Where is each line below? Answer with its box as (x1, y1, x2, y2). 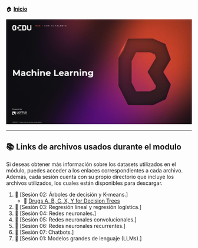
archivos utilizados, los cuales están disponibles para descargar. (6, 180, 163, 187)
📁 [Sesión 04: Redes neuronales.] (14, 210, 96, 217)
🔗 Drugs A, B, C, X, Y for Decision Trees (23, 197, 120, 204)
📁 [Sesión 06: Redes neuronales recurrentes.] (14, 222, 126, 229)
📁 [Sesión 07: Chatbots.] (14, 229, 74, 236)
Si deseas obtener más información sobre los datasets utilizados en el (6, 161, 176, 168)
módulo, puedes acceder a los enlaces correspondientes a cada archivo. (6, 167, 183, 174)
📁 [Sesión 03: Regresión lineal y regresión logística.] (14, 203, 142, 210)
